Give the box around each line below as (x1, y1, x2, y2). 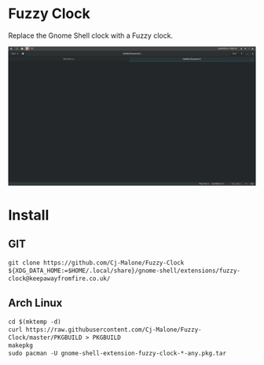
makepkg (8, 341, 34, 350)
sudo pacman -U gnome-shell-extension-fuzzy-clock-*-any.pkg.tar (8, 349, 226, 358)
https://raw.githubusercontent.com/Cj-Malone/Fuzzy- (25, 326, 202, 334)
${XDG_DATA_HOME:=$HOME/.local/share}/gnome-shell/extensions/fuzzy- (8, 267, 241, 275)
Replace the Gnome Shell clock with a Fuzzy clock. (8, 31, 174, 40)
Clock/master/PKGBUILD (8, 334, 82, 342)
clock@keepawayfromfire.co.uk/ (8, 275, 111, 283)
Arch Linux (8, 296, 63, 309)
